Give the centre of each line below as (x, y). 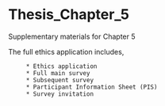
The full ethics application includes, (66, 51)
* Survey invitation (59, 94)
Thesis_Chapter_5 (69, 15)
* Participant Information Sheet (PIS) (92, 87)
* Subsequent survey (59, 80)
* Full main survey (58, 73)
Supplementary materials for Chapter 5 (72, 36)
